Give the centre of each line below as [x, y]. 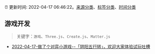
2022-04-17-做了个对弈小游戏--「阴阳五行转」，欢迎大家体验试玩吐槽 [81, 46]
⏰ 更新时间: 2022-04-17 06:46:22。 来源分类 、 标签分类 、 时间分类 [70, 7]
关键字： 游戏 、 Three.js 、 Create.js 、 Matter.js [63, 36]
